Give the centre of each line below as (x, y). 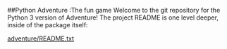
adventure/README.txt (41, 38)
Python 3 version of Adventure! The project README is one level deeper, (113, 17)
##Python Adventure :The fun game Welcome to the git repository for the (114, 10)
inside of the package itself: (48, 25)
